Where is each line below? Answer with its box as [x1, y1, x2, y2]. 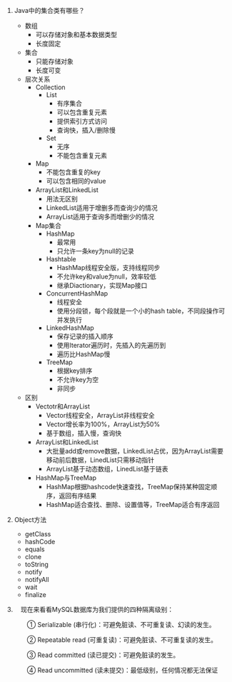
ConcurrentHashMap [46, 289, 109, 298]
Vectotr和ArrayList [35, 402, 91, 411]
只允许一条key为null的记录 [56, 247, 134, 255]
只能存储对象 [35, 57, 74, 66]
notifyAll [24, 576, 49, 583]
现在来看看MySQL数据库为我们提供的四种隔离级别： [20, 606, 173, 613]
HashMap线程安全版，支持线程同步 [56, 264, 161, 271]
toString [24, 560, 49, 568]
